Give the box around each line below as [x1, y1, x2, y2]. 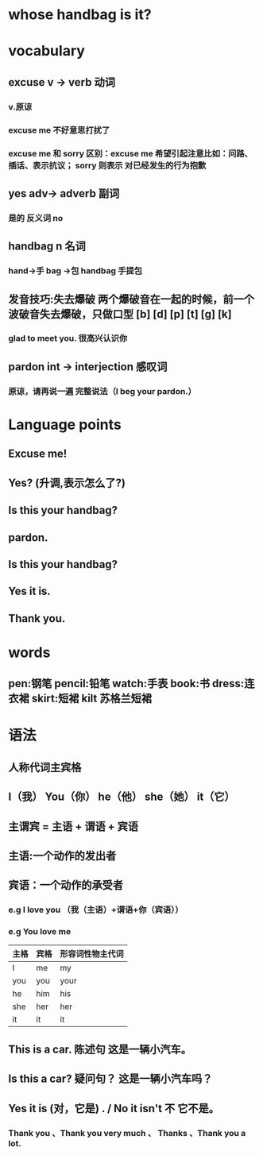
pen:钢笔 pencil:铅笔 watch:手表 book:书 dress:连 [8, 677, 255, 690]
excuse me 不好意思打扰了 [8, 125, 110, 136]
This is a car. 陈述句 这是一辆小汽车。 [8, 1043, 192, 1056]
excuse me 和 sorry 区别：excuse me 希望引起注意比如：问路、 [8, 148, 253, 159]
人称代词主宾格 [8, 760, 82, 774]
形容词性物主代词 [60, 948, 125, 959]
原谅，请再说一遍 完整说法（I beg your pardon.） [8, 385, 197, 396]
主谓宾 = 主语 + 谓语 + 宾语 [8, 820, 139, 833]
